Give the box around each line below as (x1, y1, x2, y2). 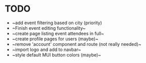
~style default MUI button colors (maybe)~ (12, 51, 102, 58)
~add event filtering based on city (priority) (12, 20, 102, 26)
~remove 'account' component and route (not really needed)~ (12, 41, 142, 47)
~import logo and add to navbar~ (12, 46, 81, 52)
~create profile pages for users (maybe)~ (12, 36, 99, 42)
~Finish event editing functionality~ (12, 25, 86, 31)
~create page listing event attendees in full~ (12, 30, 105, 36)
